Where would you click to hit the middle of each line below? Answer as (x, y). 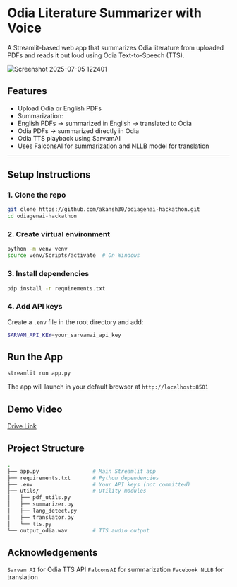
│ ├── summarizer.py (41, 504)
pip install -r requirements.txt (56, 288)
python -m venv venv (38, 249)
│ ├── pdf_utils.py (39, 498)
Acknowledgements (53, 553)
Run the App (35, 357)
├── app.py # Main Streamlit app (82, 471)
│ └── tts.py (30, 524)
